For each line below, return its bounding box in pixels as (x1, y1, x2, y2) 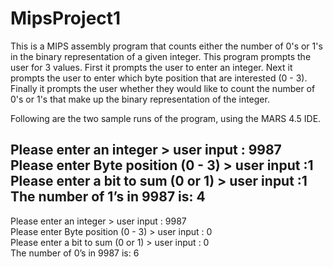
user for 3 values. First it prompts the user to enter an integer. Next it (10, 61, 293, 73)
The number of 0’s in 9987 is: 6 (10, 247, 140, 259)
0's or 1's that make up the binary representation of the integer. (10, 93, 270, 105)
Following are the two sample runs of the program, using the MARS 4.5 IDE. (10, 112, 322, 124)
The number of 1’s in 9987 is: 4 (10, 188, 206, 206)
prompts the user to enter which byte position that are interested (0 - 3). (10, 72, 308, 84)
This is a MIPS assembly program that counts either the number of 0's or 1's (10, 40, 323, 52)
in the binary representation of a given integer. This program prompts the (10, 50, 312, 62)
